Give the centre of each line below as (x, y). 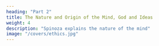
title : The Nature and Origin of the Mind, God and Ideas (79, 17)
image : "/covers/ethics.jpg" (42, 34)
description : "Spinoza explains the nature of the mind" (78, 28)
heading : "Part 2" (29, 12)
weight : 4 (18, 23)
